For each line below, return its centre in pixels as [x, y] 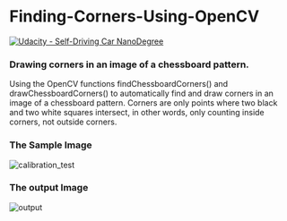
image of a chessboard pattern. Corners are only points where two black [143, 103]
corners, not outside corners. [63, 122]
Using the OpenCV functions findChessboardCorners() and [119, 84]
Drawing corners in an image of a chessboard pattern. [129, 64]
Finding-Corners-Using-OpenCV [135, 17]
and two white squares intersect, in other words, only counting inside [137, 113]
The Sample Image [51, 145]
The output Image [49, 188]
